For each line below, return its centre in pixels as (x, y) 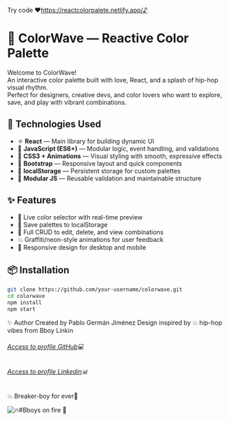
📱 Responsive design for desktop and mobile (82, 247)
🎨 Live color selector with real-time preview (80, 217)
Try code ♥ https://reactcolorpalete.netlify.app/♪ (77, 10)
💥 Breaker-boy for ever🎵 (43, 396)
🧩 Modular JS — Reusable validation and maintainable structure (109, 178)
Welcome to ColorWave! (42, 72)
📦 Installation (38, 270)
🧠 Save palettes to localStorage (62, 224)
